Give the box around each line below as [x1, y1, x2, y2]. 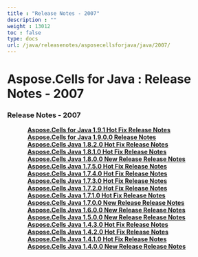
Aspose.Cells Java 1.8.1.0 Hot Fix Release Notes [27, 148, 167, 156]
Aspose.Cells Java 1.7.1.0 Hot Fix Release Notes [27, 191, 166, 199]
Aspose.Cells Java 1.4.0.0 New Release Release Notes [27, 243, 186, 251]
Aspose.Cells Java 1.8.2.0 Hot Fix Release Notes [27, 140, 168, 149]
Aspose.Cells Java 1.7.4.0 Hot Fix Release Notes [27, 169, 168, 178]
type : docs [7, 36, 38, 42]
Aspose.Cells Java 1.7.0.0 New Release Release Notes [27, 199, 185, 207]
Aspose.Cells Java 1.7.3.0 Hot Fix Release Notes [27, 177, 167, 185]
